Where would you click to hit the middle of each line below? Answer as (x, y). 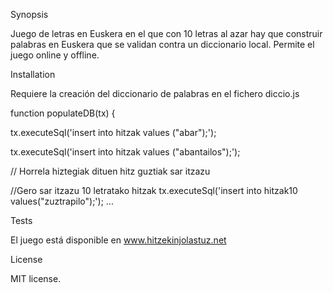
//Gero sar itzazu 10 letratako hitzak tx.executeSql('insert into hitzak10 (154, 190)
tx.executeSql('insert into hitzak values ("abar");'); (113, 132)
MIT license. (36, 278)
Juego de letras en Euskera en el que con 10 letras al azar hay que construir (166, 33)
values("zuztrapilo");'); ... (62, 201)
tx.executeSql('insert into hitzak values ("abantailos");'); (125, 152)
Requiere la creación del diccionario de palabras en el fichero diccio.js (155, 93)
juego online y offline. (55, 55)
